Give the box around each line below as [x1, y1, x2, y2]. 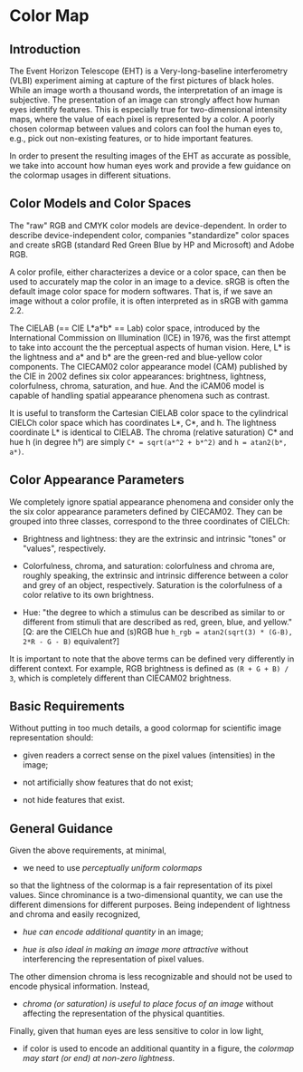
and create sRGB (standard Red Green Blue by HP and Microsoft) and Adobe [9, 239, 295, 250]
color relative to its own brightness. [22, 589, 155, 600]
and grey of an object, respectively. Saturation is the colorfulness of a [22, 579, 283, 590]
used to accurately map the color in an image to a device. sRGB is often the [9, 275, 290, 286]
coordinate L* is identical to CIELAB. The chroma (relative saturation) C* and [9, 427, 294, 438]
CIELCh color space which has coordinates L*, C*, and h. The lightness [9, 417, 277, 428]
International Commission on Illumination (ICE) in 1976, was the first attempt [9, 332, 291, 343]
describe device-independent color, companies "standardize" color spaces [9, 229, 289, 240]
